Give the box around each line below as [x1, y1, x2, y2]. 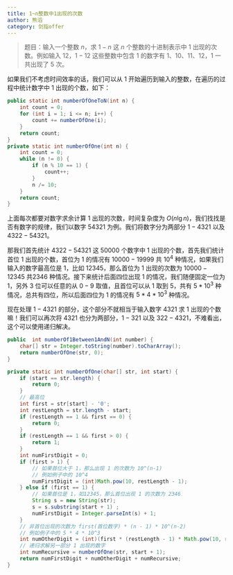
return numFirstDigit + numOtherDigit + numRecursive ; [19, 556, 182, 563]
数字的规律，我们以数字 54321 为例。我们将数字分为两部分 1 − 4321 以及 [19, 223, 225, 231]
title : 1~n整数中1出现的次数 [7, 10, 83, 17]
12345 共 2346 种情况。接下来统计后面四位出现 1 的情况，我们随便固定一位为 [7, 272, 225, 281]
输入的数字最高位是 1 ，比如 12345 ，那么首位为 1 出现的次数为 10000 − [7, 264, 208, 272]
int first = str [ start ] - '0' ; [19, 400, 110, 408]
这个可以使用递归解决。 [7, 323, 74, 331]
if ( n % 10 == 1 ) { [32, 162, 89, 169]
